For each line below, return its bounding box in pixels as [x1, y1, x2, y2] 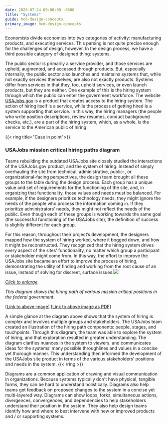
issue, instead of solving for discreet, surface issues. [5, 269, 114, 275]
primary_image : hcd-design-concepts [5, 21, 81, 26]
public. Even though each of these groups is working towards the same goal [5, 211, 162, 217]
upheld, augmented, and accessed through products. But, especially [5, 66, 146, 72]
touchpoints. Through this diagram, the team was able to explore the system [5, 329, 162, 335]
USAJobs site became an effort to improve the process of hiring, [5, 258, 138, 264]
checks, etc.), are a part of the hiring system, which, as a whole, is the [5, 119, 150, 125]
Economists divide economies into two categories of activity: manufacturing [5, 35, 162, 41]
